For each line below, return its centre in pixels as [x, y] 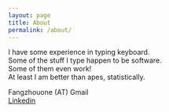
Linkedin [22, 101]
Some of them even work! [50, 69]
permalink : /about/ [40, 30]
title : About [29, 23]
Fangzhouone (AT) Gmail [48, 92]
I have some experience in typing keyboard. [79, 52]
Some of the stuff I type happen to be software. [85, 60]
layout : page [29, 15]
